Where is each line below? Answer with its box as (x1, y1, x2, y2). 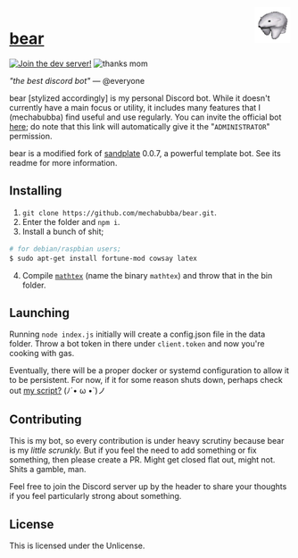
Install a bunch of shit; (21, 226, 104, 237)
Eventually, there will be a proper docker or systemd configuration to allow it (9, 365, 290, 376)
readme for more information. (9, 157, 118, 168)
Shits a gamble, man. (9, 464, 87, 475)
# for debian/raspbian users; (9, 244, 122, 254)
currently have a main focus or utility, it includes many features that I (9, 102, 261, 112)
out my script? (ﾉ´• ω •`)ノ (9, 386, 106, 396)
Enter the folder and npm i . (21, 216, 120, 227)
